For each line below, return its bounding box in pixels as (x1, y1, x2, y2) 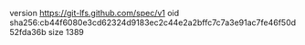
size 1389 (47, 27, 84, 37)
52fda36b (9, 27, 47, 37)
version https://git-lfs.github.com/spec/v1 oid (9, 8, 180, 18)
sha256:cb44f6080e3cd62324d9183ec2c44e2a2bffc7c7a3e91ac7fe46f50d (9, 17, 297, 28)
